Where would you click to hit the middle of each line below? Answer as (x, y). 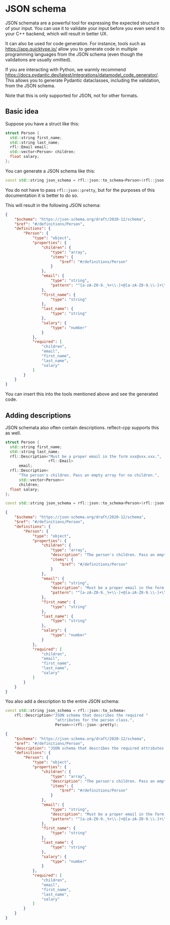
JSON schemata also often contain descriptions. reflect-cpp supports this (82, 427)
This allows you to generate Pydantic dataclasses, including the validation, (83, 80)
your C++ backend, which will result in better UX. (56, 33)
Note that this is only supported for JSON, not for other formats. (72, 95)
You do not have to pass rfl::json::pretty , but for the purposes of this (80, 190)
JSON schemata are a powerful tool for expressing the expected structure (82, 23)
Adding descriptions (38, 415)
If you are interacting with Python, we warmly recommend (66, 70)
